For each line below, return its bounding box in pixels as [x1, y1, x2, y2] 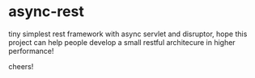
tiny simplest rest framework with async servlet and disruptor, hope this [8, 29, 248, 39]
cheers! [8, 61, 34, 71]
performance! [8, 46, 54, 55]
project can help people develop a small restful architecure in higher [8, 37, 236, 47]
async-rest [8, 2, 85, 21]
